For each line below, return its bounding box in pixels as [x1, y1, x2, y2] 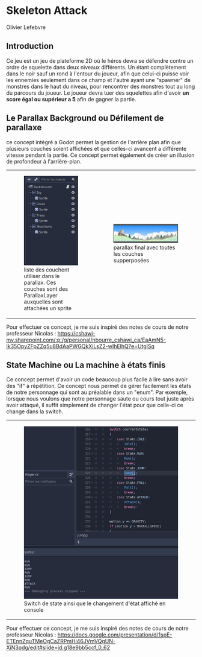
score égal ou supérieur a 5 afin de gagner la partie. [6, 95, 136, 103]
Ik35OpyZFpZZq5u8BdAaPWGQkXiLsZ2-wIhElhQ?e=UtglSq [6, 342, 155, 350]
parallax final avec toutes [113, 244, 176, 251]
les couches [113, 250, 144, 258]
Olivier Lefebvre [6, 24, 46, 31]
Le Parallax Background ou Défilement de [6, 113, 164, 124]
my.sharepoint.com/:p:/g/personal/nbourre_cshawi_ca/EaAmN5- [6, 336, 167, 343]
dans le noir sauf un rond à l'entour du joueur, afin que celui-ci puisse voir [6, 70, 189, 77]
